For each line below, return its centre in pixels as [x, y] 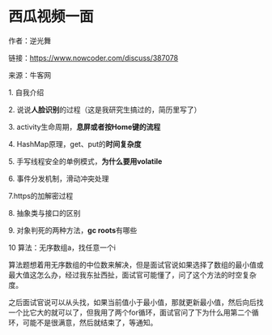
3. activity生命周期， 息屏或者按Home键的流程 [85, 127]
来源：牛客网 [30, 75]
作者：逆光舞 [30, 41]
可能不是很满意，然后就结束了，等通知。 [90, 322]
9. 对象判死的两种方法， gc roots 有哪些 [73, 230]
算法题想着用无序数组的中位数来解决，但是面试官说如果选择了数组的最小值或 [136, 264]
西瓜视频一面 [51, 17]
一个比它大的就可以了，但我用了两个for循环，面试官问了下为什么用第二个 [130, 312]
